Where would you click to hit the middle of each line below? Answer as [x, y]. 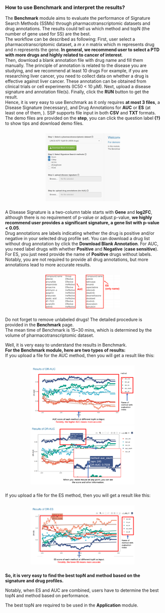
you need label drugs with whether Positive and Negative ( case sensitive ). [82, 249]
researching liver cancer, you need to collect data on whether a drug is [77, 76]
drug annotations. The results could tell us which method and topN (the [78, 29]
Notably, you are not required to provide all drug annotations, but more [77, 259]
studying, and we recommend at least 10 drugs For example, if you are [77, 71]
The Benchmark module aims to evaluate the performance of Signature [78, 18]
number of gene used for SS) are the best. [48, 34]
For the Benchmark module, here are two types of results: [65, 350]
